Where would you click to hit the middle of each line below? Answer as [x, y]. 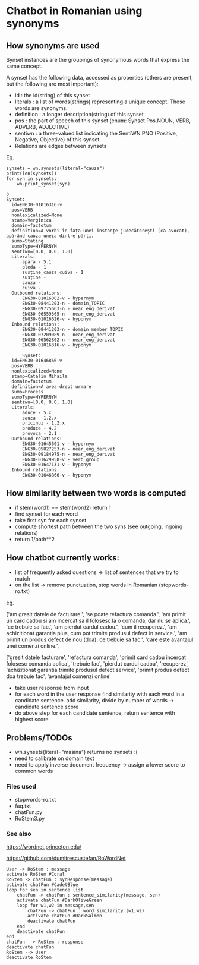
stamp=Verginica [31, 220]
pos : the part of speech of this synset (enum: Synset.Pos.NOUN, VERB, [103, 121]
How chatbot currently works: [63, 558]
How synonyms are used [53, 45]
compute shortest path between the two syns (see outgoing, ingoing [99, 526]
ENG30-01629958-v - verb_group [61, 459]
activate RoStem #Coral [36, 875]
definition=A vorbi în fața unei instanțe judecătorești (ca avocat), [101, 231]
